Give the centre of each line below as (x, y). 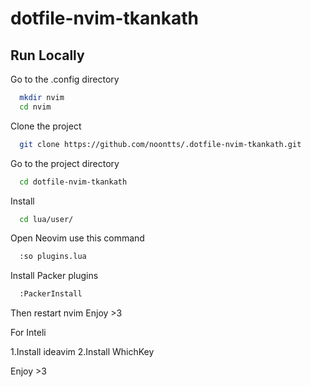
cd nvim (35, 107)
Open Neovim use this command (77, 238)
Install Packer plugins (54, 276)
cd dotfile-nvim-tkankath (73, 182)
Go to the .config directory (65, 79)
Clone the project (46, 126)
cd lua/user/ (46, 219)
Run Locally (47, 55)
